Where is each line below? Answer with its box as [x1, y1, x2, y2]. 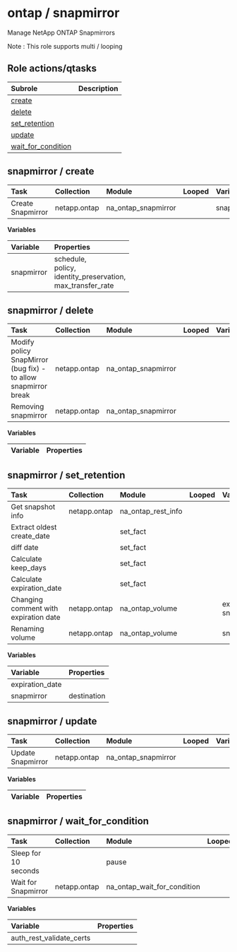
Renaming [11, 624, 44, 634]
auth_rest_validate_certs [11, 933, 91, 943]
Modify [11, 337, 35, 347]
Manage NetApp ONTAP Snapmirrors [7, 28, 115, 37]
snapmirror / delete [7, 304, 94, 316]
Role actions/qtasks [7, 62, 97, 75]
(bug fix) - [11, 364, 47, 374]
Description [78, 83, 119, 93]
